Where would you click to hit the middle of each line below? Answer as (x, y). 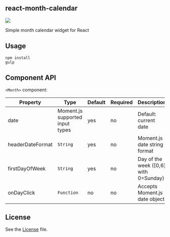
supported (70, 117)
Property (30, 103)
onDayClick (22, 193)
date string (150, 145)
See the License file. (27, 229)
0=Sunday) (151, 178)
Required (122, 103)
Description (152, 103)
